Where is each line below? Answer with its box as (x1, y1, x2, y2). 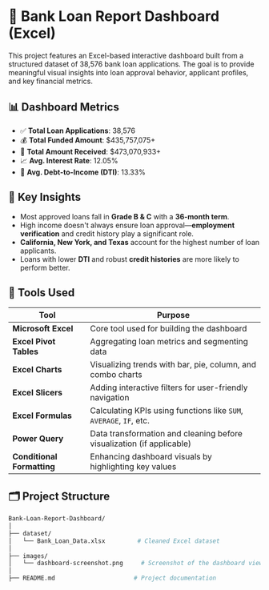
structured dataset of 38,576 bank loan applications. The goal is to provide (8, 59, 255, 69)
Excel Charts (12, 364, 62, 375)
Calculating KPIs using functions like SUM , (90, 405, 243, 416)
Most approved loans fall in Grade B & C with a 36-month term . (19, 211, 230, 221)
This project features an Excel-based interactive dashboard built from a (8, 50, 244, 60)
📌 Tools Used (8, 286, 75, 299)
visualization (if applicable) (90, 438, 192, 449)
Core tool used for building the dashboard (90, 323, 247, 335)
